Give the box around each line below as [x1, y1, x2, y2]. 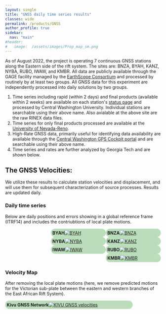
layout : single [5, 7, 37, 12]
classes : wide [5, 16, 35, 21]
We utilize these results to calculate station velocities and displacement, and [5, 179, 161, 185]
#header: [5, 40, 23, 45]
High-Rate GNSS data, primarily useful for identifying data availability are [12, 130, 161, 136]
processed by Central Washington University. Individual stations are [12, 104, 151, 110]
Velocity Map [5, 269, 38, 276]
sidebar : [5, 30, 23, 35]
